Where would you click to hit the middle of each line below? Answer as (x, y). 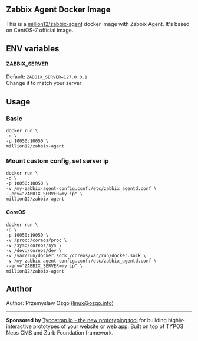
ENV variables (33, 49)
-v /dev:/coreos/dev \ (34, 250)
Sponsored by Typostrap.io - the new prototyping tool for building (86, 320)
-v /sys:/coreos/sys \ (34, 245)
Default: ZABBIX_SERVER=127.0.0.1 (47, 77)
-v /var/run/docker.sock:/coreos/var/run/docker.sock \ (76, 255)
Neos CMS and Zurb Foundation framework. (60, 333)
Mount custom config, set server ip (57, 161)
